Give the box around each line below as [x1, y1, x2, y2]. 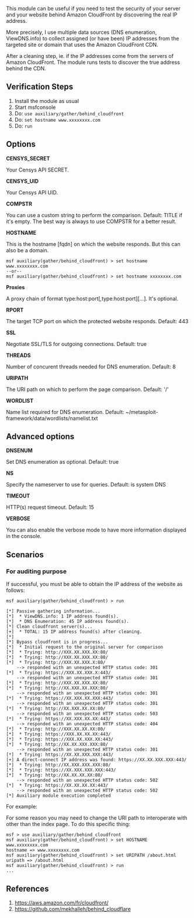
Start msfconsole [14, 104, 56, 111]
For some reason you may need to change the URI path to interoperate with [6, 814, 188, 821]
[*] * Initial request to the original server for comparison [6, 644, 164, 650]
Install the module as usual [14, 97, 79, 104]
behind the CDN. [6, 65, 47, 72]
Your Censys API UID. [6, 189, 58, 196]
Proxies [6, 283, 25, 290]
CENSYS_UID [6, 177, 39, 184]
